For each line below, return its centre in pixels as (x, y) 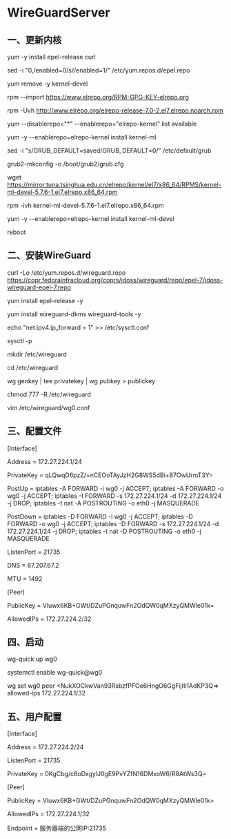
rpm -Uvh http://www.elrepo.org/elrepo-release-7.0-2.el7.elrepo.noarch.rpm (115, 110)
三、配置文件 (34, 431)
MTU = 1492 (25, 579)
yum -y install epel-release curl (51, 57)
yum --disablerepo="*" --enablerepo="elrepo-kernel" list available (102, 124)
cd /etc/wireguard (33, 367)
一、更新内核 (34, 40)
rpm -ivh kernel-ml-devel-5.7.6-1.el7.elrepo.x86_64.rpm (86, 205)
